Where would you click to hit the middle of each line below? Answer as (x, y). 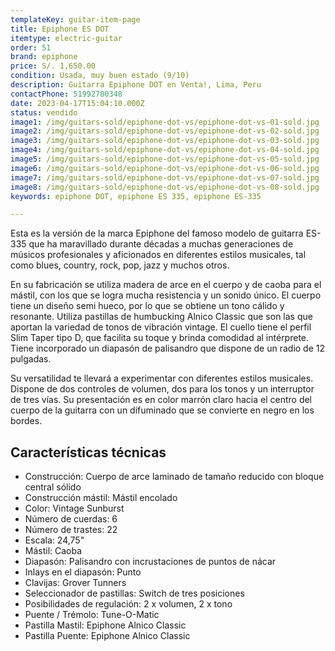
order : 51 (31, 47)
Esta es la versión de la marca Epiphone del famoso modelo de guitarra (157, 233)
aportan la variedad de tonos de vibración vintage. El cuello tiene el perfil (161, 327)
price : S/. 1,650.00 (53, 66)
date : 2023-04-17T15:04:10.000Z (77, 103)
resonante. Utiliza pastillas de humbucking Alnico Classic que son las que (161, 317)
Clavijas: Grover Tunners (75, 583)
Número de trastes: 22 (71, 530)
